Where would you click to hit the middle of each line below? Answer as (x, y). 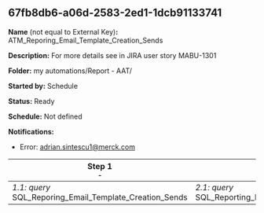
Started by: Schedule (43, 86)
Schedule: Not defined (45, 116)
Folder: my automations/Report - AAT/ (70, 71)
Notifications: (31, 131)
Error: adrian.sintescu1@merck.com (77, 147)
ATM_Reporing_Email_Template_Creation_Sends (86, 40)
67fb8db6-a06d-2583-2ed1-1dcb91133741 (115, 13)
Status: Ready (31, 101)
